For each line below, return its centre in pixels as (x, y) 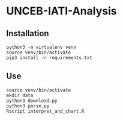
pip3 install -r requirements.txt (49, 58)
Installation (28, 33)
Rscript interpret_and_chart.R (45, 111)
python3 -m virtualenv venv (41, 47)
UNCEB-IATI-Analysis (61, 11)
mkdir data (20, 95)
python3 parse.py (28, 106)
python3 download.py (32, 101)
